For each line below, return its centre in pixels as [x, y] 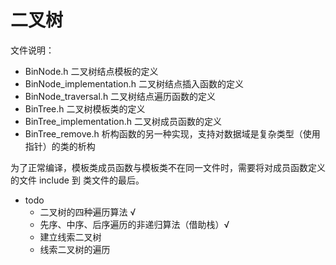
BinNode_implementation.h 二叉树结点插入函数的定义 [134, 83]
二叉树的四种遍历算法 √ [88, 212]
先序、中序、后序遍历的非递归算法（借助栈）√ [134, 224]
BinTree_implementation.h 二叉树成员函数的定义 [123, 121]
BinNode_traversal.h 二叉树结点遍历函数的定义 [120, 96]
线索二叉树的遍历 [75, 249]
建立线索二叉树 [70, 237]
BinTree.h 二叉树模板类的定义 [85, 108]
